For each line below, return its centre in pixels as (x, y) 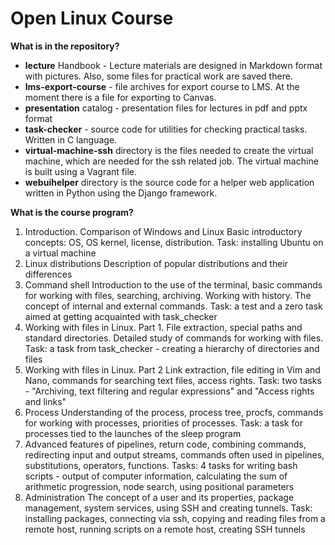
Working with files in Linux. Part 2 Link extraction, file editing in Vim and (172, 369)
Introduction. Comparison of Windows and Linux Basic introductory (163, 231)
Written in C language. (71, 139)
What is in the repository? (65, 46)
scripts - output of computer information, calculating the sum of (156, 476)
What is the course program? (72, 212)
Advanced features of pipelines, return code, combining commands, (165, 444)
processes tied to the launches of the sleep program (133, 433)
